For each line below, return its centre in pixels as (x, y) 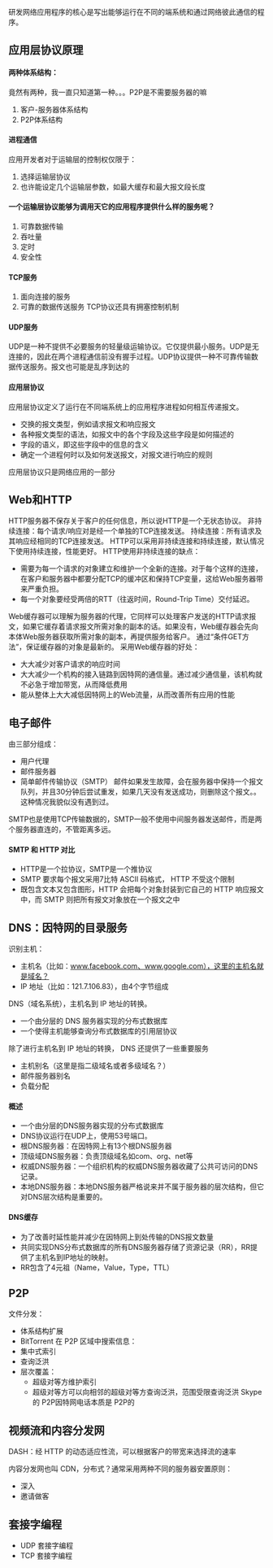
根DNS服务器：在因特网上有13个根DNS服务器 (96, 1146)
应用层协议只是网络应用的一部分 (62, 472)
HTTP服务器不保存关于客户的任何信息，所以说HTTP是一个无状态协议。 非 (132, 521)
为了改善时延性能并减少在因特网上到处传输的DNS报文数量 (117, 1237)
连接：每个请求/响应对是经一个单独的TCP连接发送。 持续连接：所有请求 (135, 531)
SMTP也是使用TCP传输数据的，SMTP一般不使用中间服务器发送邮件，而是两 (135, 819)
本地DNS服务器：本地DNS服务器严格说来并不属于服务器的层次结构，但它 (142, 1187)
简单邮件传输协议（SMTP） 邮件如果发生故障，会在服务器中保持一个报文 (142, 782)
